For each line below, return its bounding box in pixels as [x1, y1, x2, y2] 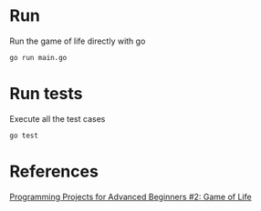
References [9, 161, 99, 182]
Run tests [9, 84, 83, 105]
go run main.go [9, 53, 68, 62]
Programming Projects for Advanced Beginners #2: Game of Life [9, 191, 253, 202]
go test [9, 131, 39, 140]
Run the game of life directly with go [9, 35, 146, 46]
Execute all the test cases [9, 113, 106, 124]
